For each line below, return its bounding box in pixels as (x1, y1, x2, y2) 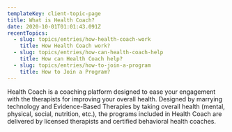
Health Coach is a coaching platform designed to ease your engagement (7, 88, 216, 96)
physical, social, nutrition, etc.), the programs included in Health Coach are (7, 109, 222, 118)
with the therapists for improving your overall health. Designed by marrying (7, 94, 223, 103)
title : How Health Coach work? (20, 42, 111, 49)
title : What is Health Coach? (7, 17, 95, 24)
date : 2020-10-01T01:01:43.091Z (7, 23, 101, 30)
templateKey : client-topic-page (7, 10, 101, 17)
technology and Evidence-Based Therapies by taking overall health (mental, (7, 102, 225, 110)
